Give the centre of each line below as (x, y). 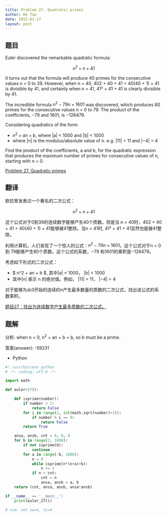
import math (17, 381)
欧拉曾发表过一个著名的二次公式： (40, 200)
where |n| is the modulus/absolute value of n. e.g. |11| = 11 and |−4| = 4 (85, 141)
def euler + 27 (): (22, 390)
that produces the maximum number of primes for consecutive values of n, (82, 156)
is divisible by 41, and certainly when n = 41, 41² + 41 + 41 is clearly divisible (83, 89)
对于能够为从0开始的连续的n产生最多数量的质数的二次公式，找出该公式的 (80, 290)
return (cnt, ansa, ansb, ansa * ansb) (53, 487)
